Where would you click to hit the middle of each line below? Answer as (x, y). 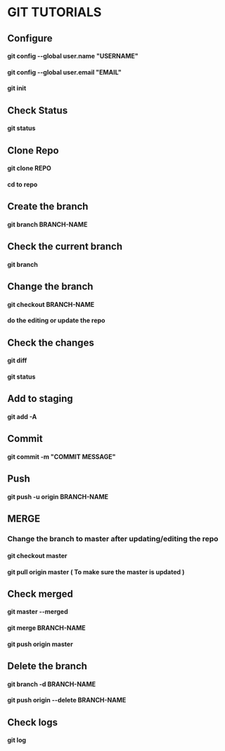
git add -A (22, 417)
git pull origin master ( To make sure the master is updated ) (96, 572)
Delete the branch (47, 666)
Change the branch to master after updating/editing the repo (113, 539)
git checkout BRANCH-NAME (51, 304)
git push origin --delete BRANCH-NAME (67, 700)
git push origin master (40, 644)
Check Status (38, 110)
